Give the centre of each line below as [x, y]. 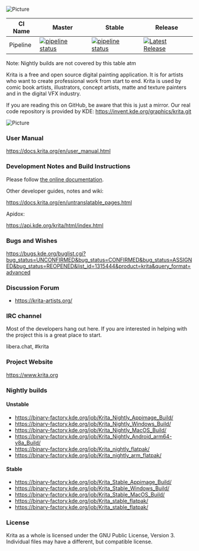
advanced [18, 272]
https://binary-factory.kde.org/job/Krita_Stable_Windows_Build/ [92, 488]
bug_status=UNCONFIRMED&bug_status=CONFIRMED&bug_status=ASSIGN [99, 260]
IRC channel [24, 316]
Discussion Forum [33, 287]
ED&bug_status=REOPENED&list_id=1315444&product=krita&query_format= [99, 266]
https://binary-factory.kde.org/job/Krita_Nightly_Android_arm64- [93, 436]
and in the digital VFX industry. [44, 94]
